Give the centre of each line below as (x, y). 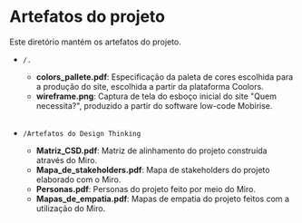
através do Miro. (67, 160)
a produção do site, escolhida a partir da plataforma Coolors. (150, 86)
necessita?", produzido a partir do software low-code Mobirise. (154, 105)
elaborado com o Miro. (78, 179)
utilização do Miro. (71, 208)
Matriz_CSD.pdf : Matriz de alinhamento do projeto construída (151, 150)
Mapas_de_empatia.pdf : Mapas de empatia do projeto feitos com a (163, 199)
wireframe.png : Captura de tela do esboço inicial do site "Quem (156, 96)
